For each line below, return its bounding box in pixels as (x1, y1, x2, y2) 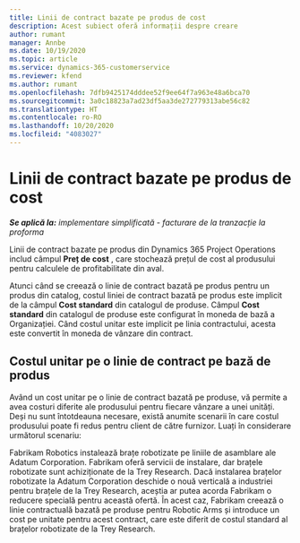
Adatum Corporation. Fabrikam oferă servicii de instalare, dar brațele (9, 456, 263, 467)
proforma (9, 226, 45, 237)
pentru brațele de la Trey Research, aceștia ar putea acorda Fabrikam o (9, 485, 272, 496)
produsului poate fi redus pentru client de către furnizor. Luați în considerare (9, 420, 292, 431)
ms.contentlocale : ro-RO (9, 113, 102, 122)
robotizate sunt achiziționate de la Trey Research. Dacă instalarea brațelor (9, 466, 282, 477)
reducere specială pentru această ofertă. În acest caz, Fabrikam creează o (9, 495, 284, 505)
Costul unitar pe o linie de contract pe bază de (9, 354, 271, 369)
